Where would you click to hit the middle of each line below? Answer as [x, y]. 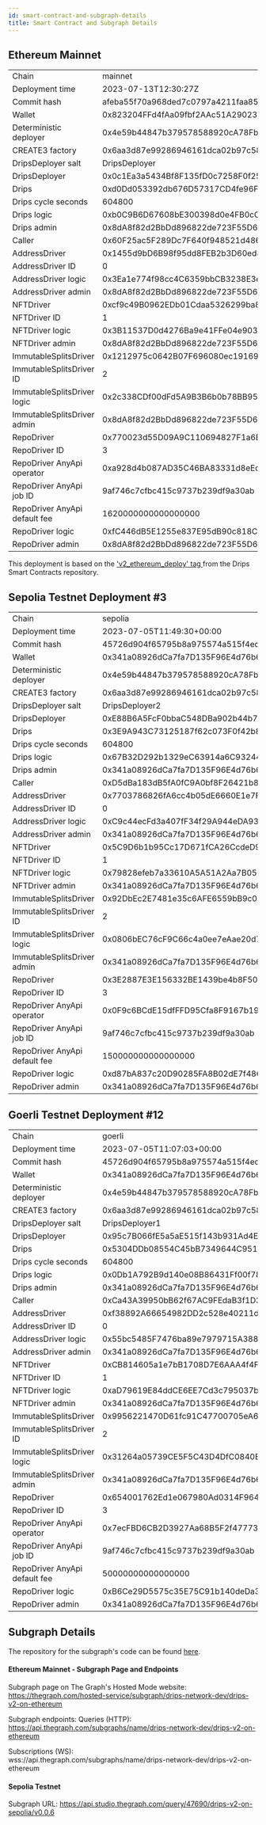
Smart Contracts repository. [53, 572]
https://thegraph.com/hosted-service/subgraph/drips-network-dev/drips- [129, 1695]
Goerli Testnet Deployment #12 [86, 1114]
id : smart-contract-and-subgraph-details [78, 15]
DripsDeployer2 [132, 705]
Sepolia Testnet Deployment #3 [87, 597]
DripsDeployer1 [132, 1222]
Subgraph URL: [33, 1804]
